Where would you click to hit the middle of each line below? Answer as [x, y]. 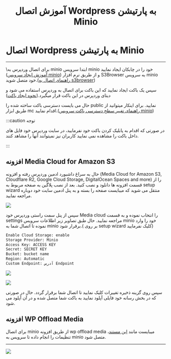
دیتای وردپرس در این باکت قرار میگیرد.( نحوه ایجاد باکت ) [58, 95]
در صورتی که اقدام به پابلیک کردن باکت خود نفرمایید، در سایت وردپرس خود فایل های [85, 130]
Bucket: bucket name [28, 254]
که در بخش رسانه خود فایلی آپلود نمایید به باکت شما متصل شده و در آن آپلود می [81, 297]
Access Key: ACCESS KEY [31, 244]
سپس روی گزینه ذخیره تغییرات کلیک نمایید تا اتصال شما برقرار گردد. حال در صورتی [84, 292]
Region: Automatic [25, 259]
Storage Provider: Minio [32, 240]
